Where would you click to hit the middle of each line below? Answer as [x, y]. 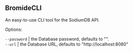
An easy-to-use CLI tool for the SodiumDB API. [52, 20]
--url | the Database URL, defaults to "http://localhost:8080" [67, 44]
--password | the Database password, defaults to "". [57, 39]
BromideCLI [23, 8]
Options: [14, 29]
